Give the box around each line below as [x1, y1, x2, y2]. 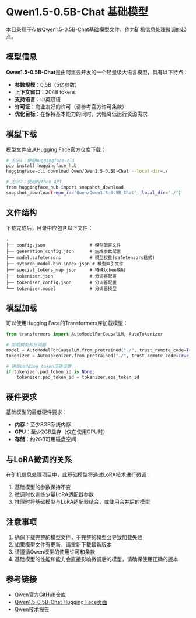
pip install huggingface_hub [6, 163, 77, 169]
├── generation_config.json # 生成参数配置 [6, 248, 121, 254]
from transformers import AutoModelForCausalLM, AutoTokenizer [6, 332, 163, 337]
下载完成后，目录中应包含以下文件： [6, 224, 93, 231]
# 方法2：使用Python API [6, 179, 62, 185]
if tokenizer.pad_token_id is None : [6, 368, 95, 375]
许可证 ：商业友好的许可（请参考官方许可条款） [14, 103, 127, 110]
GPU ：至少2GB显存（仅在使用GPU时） [14, 428, 108, 435]
